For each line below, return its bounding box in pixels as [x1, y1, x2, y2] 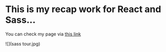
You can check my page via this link [5, 31, 81, 37]
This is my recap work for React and [5, 4, 161, 15]
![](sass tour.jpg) [5, 40, 40, 46]
